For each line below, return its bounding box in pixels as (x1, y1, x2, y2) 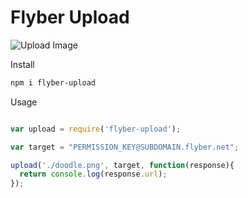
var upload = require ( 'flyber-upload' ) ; (10, 124, 182, 134)
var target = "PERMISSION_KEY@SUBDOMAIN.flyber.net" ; (10, 142, 240, 152)
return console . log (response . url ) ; (19, 169, 168, 180)
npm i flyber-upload (10, 77, 97, 88)
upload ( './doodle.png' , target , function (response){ (10, 160, 235, 170)
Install (10, 58, 35, 70)
